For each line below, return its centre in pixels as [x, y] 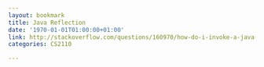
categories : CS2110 [40, 44]
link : [17, 37]
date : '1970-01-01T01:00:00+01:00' [66, 30]
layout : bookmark [37, 15]
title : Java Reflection [47, 23]
